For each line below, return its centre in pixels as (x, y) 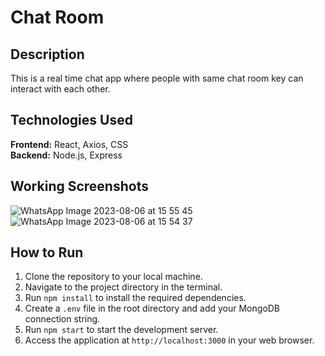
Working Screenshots (79, 186)
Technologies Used (71, 120)
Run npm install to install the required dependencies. (135, 298)
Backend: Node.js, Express (66, 155)
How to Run (47, 252)
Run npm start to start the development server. (121, 330)
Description (47, 54)
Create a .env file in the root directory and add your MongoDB (152, 308)
